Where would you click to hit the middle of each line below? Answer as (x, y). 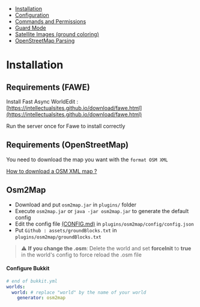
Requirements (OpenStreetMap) (68, 145)
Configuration (32, 15)
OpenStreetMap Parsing (45, 41)
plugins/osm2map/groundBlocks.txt (58, 237)
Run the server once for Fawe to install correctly (66, 126)
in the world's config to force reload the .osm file (81, 255)
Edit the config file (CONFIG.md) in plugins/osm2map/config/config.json (104, 224)
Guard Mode (30, 28)
